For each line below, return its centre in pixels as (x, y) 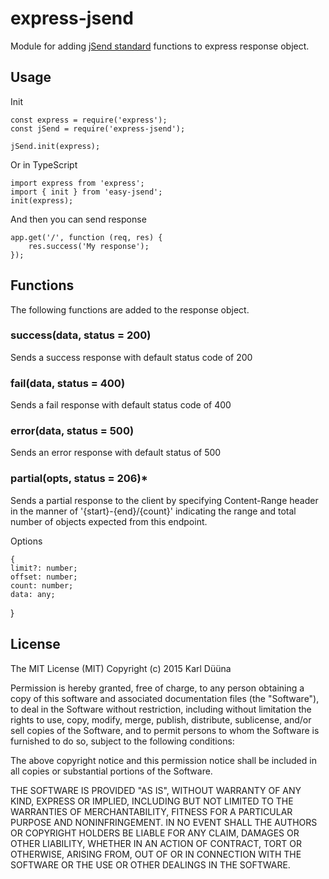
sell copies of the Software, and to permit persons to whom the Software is (165, 730)
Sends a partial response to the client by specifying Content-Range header (164, 500)
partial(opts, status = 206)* (79, 479)
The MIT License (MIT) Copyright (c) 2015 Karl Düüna (121, 668)
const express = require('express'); (89, 120)
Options (26, 541)
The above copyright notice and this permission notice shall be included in (163, 760)
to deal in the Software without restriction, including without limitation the (161, 709)
